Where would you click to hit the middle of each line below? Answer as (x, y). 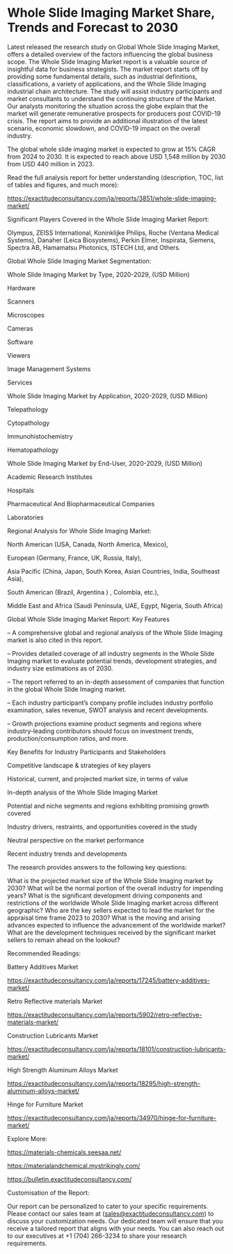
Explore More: (27, 1138)
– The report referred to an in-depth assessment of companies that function (116, 682)
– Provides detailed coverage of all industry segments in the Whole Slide (111, 653)
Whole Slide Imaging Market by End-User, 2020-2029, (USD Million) (105, 463)
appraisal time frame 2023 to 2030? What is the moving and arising (104, 918)
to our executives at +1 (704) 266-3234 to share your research (97, 1236)
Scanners (21, 301)
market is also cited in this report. (55, 640)
